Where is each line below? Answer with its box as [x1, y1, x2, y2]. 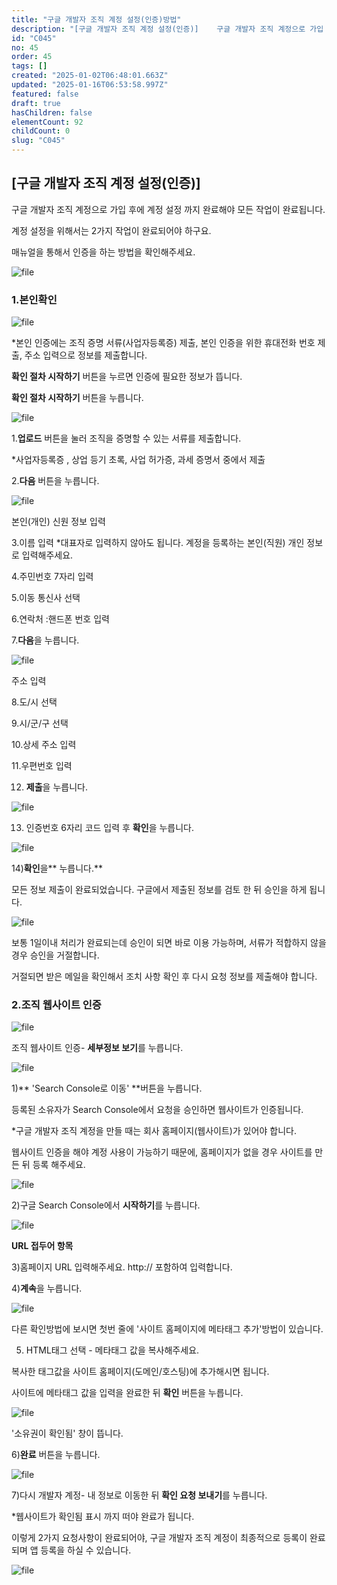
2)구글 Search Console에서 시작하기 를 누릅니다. [11, 1199, 201, 1211]
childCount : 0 [11, 126, 71, 136]
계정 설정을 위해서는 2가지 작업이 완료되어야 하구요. [11, 224, 212, 236]
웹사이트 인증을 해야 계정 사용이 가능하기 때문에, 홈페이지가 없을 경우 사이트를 [11, 1146, 313, 1158]
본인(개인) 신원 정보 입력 [11, 516, 106, 528]
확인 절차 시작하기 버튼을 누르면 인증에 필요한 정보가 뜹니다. [11, 371, 243, 383]
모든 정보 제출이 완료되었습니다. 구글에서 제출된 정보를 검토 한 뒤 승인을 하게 [11, 884, 308, 896]
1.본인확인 [11, 292, 58, 306]
